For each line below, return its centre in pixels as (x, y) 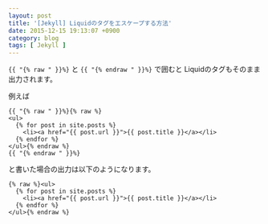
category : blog (34, 38)
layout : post (30, 16)
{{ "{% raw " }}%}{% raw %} (55, 112)
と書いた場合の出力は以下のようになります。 (82, 170)
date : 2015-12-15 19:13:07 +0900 (64, 30)
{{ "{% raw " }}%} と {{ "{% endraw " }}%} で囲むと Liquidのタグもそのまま (134, 70)
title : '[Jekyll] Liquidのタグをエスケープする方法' (90, 23)
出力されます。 (33, 79)
